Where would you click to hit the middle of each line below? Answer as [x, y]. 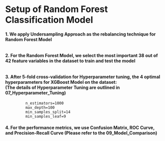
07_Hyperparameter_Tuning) [36, 93]
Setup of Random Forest [57, 9]
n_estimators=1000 [45, 103]
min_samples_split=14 [48, 112]
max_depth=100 [40, 108]
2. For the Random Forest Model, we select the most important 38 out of [81, 55]
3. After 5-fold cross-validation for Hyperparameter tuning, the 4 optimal [83, 77]
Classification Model [49, 20]
